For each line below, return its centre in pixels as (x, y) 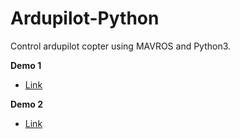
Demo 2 (26, 104)
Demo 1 (26, 65)
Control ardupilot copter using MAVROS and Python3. (121, 46)
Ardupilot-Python (85, 18)
